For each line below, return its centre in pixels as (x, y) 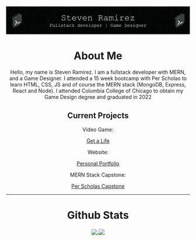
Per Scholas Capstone (98, 186)
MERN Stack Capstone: (98, 175)
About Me (98, 56)
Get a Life (98, 141)
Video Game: (98, 130)
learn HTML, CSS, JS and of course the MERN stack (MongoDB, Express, (98, 85)
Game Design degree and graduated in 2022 (98, 97)
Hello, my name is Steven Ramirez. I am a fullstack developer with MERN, (98, 72)
